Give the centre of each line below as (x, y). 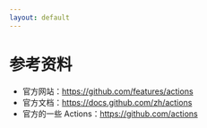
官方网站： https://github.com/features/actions (108, 91)
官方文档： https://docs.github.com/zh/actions (107, 102)
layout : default (39, 17)
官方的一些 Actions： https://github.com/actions (110, 114)
